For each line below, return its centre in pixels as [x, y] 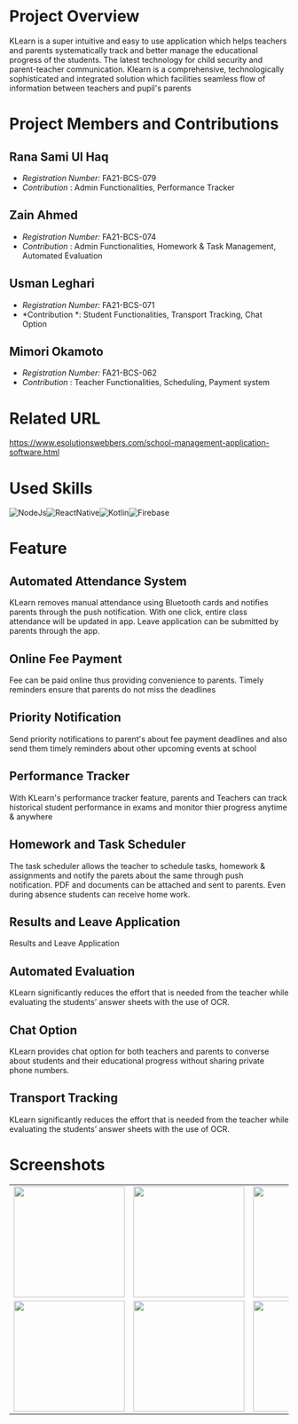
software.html [35, 452]
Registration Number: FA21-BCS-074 [89, 236]
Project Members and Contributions [144, 124]
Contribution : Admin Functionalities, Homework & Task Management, [149, 246]
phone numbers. [39, 1070]
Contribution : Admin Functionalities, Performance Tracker [128, 187]
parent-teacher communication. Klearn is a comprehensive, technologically [147, 69]
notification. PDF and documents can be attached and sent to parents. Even [148, 884]
